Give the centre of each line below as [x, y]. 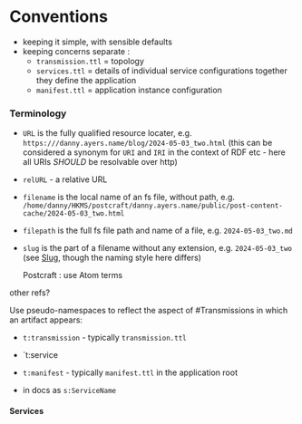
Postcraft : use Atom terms [73, 275]
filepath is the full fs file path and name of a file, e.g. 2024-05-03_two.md [157, 231]
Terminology [38, 113]
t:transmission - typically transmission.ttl [105, 338]
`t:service [40, 355]
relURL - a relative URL [65, 179]
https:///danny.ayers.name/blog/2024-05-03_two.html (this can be [147, 143]
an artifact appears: [46, 320]
